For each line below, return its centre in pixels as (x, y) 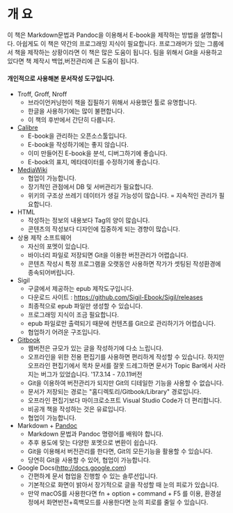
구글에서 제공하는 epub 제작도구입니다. (81, 289)
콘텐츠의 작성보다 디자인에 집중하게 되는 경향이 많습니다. (104, 229)
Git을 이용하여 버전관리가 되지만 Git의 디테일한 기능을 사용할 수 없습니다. (126, 383)
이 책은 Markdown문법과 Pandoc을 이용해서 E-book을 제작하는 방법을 (103, 35)
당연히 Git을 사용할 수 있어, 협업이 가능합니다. (89, 460)
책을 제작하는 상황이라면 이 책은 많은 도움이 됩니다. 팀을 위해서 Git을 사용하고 (118, 52)
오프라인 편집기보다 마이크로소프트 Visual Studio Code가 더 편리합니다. (124, 400)
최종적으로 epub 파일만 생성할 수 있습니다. (85, 306)
